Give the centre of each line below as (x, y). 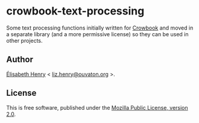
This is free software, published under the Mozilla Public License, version (97, 107)
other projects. (25, 40)
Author (20, 59)
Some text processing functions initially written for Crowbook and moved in (100, 28)
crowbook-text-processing (75, 11)
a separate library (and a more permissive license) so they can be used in (97, 34)
